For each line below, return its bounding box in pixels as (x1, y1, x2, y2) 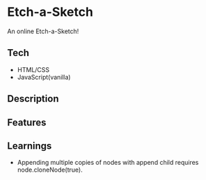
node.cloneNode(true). (17, 165, 83, 174)
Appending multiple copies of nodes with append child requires (17, 159, 199, 167)
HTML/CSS (17, 65, 50, 73)
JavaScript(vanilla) (17, 73, 71, 81)
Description (7, 93, 59, 105)
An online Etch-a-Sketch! (7, 27, 79, 35)
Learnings (7, 140, 52, 152)
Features (7, 116, 46, 128)
